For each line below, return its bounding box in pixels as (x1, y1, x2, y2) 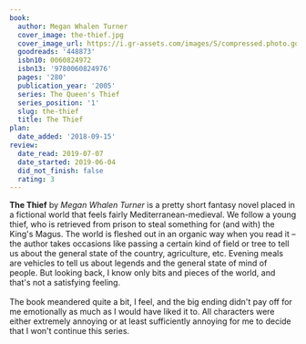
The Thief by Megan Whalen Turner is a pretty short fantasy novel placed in (9, 200, 296, 211)
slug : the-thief (17, 107, 79, 116)
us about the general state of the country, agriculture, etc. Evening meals (9, 248, 284, 259)
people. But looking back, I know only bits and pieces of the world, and (9, 267, 276, 278)
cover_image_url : (17, 38, 84, 48)
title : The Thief (17, 115, 84, 124)
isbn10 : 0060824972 (17, 56, 92, 65)
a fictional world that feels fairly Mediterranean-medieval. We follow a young (9, 209, 297, 220)
